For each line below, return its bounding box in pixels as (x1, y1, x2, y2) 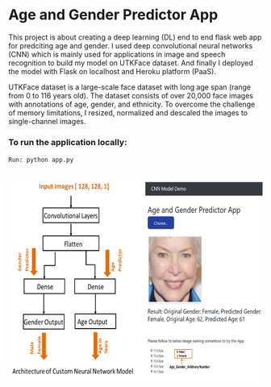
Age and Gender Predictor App (8, 6, 219, 24)
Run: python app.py (8, 156, 74, 164)
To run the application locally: (8, 136, 127, 148)
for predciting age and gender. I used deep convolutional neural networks (8, 40, 253, 50)
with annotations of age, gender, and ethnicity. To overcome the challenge (8, 99, 256, 109)
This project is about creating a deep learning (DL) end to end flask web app (8, 32, 262, 42)
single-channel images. (8, 116, 86, 126)
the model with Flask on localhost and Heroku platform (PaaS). (8, 66, 216, 76)
